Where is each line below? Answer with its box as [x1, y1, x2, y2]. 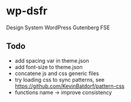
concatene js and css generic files [14, 70, 99, 77]
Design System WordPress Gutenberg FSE [6, 24, 110, 31]
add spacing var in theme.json [14, 57, 89, 64]
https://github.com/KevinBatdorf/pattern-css [14, 82, 125, 89]
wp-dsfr [6, 4, 48, 18]
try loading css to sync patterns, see [14, 76, 105, 83]
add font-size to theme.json [14, 63, 83, 70]
